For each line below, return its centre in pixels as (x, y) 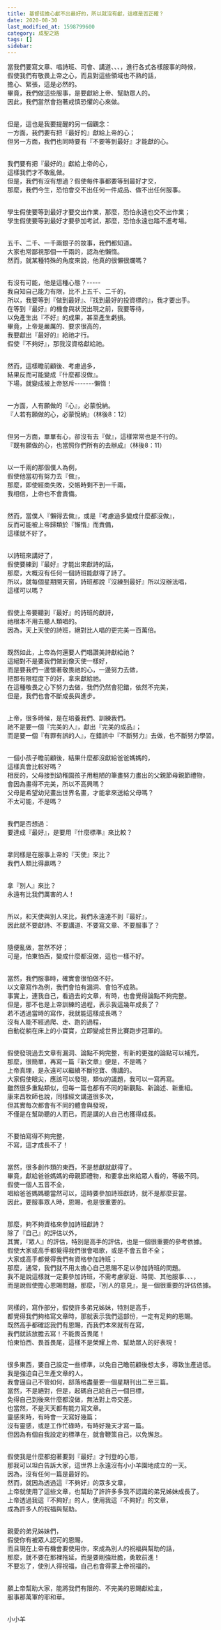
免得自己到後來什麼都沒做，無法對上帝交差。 (71, 1399)
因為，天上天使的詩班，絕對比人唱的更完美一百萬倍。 (84, 630)
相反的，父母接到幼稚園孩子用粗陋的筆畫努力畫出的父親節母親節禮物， (108, 775)
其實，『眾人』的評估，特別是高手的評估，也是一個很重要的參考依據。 (106, 1242)
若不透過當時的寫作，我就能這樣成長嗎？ (65, 1013)
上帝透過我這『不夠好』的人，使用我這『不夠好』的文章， (90, 1500)
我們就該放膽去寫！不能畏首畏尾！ (56, 1334)
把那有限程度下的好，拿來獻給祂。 (56, 678)
